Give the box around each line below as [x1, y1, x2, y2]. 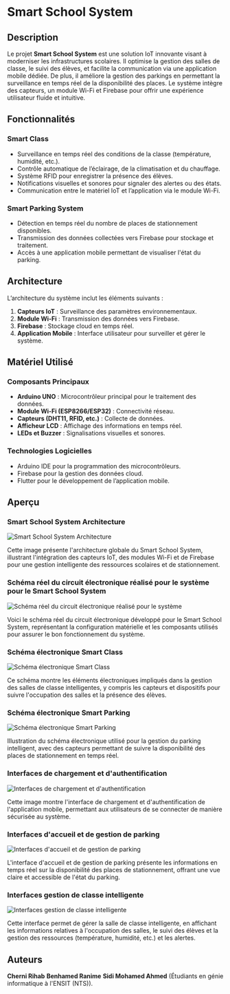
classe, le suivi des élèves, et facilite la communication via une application [7, 65, 217, 72]
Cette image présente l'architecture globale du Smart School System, [7, 546, 203, 554]
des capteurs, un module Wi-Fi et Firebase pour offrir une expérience [7, 87, 204, 94]
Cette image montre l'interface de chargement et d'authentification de [7, 797, 206, 806]
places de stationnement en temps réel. [7, 751, 119, 760]
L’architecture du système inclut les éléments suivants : [7, 294, 163, 302]
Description [7, 32, 58, 43]
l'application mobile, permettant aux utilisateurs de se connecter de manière [7, 805, 222, 813]
